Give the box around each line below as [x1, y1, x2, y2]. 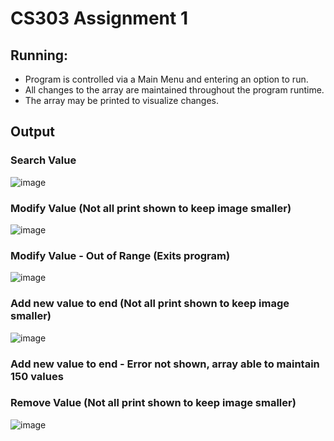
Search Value [10, 153, 77, 167]
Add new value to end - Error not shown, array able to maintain [10, 357, 320, 371]
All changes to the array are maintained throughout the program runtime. [24, 84, 325, 96]
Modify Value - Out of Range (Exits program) [10, 248, 231, 262]
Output [10, 123, 55, 141]
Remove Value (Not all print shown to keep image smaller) [10, 396, 297, 410]
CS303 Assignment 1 [10, 7, 188, 30]
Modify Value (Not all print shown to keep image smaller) [10, 201, 292, 215]
